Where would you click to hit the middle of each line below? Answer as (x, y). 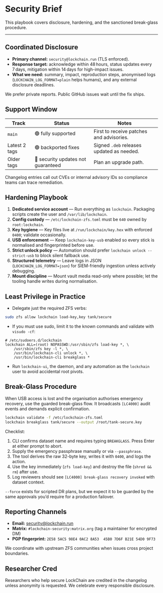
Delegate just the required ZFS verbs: (49, 308)
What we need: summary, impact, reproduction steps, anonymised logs (84, 74)
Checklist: (15, 431)
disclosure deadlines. (33, 85)
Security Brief (33, 9)
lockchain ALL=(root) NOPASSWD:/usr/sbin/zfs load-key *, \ (67, 345)
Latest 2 (17, 145)
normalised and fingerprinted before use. (53, 245)
